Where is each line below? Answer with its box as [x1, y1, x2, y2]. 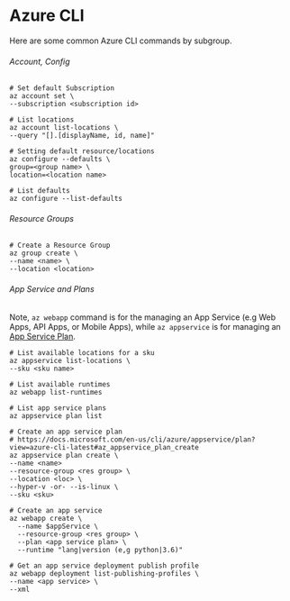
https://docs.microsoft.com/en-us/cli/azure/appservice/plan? [17, 434, 256, 444]
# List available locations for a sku [9, 348, 155, 357]
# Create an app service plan [9, 427, 123, 436]
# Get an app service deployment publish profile [9, 560, 200, 570]
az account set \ [9, 92, 75, 101]
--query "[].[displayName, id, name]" [9, 132, 155, 141]
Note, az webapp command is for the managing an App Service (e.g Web [9, 312, 276, 323]
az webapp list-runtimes [9, 387, 103, 396]
